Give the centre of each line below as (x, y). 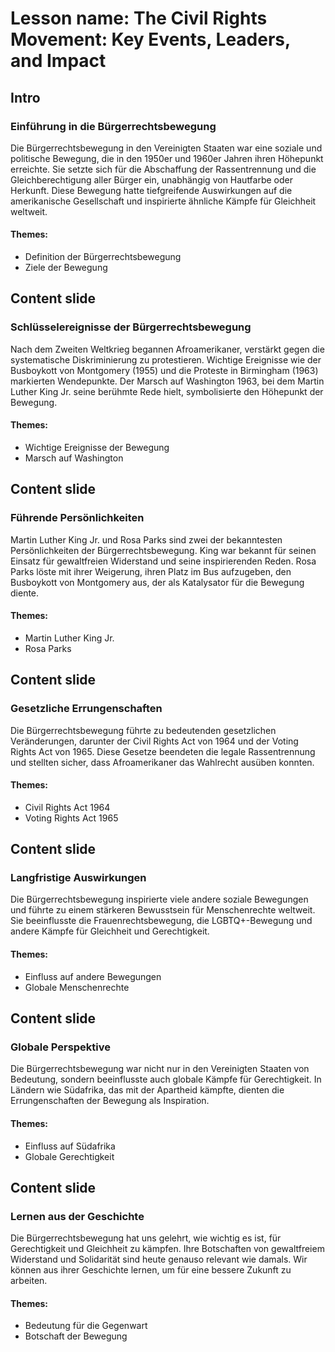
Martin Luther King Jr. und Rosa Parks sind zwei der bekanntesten (146, 539)
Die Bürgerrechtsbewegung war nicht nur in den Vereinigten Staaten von (160, 1069)
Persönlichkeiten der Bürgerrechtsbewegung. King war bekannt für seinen (163, 550)
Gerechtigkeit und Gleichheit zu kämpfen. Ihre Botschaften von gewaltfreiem (167, 1249)
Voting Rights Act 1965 (71, 818)
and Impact (58, 61)
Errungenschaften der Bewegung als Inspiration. (110, 1101)
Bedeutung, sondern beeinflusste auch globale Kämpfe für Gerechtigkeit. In (166, 1079)
